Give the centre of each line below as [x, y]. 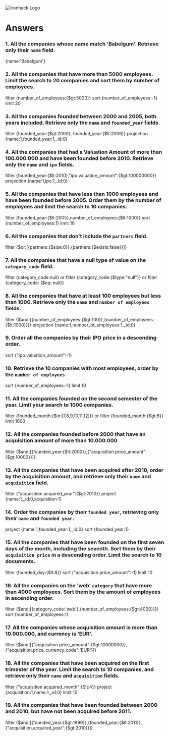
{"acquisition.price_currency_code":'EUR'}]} [51, 650]
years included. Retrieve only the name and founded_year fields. [83, 123]
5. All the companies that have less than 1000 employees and [82, 194]
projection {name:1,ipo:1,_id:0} [37, 181]
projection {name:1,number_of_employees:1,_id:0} [84, 325]
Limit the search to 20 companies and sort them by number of [82, 81]
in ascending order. [30, 598]
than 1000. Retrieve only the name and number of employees [77, 302]
